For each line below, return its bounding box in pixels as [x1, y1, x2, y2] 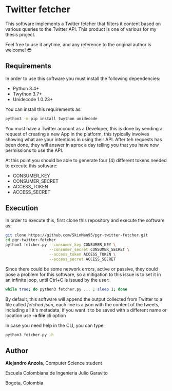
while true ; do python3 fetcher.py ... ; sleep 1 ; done [5, 286, 127, 292]
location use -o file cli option [5, 312, 66, 319]
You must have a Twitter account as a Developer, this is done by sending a [5, 125, 163, 131]
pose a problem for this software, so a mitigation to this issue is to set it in [5, 271, 161, 278]
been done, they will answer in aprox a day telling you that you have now [5, 142, 159, 148]
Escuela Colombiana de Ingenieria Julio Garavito [5, 370, 108, 376]
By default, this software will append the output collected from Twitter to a [5, 296, 163, 302]
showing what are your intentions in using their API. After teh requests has [5, 136, 162, 142]
